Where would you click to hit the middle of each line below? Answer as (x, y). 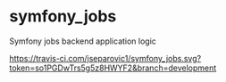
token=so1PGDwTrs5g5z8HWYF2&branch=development (113, 68)
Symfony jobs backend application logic (83, 41)
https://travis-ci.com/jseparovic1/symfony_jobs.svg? (105, 58)
